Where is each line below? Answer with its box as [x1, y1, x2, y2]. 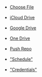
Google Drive [9, 25, 37, 31]
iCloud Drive [9, 15, 35, 20]
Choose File [9, 4, 34, 10]
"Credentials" [9, 67, 37, 73]
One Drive [9, 35, 30, 41]
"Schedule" [9, 56, 33, 62]
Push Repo [9, 46, 32, 51]
